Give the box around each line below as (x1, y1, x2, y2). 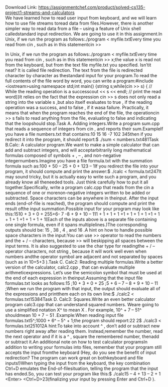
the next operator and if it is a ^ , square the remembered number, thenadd (5, 333, 159, 339)
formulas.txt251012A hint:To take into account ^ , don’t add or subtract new (5, 323, 160, 329)
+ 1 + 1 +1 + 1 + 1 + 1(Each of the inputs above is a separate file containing (5, 217, 157, 222)
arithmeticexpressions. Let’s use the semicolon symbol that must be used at (5, 270, 162, 275)
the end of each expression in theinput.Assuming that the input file (5, 275, 143, 281)
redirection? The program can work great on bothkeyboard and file (5, 355, 143, 360)
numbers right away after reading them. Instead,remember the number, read (5, 328, 163, 334)
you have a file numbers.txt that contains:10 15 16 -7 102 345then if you (5, 131, 152, 137)
